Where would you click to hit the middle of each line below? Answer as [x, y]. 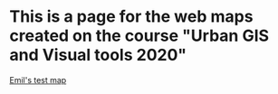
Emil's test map [38, 80]
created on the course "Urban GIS [139, 36]
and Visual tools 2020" [98, 55]
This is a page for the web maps [131, 17]
